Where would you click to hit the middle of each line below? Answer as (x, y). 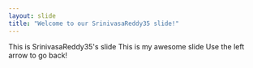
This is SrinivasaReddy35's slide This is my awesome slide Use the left (126, 46)
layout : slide (32, 16)
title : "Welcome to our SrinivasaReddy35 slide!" (94, 23)
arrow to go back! (38, 55)
